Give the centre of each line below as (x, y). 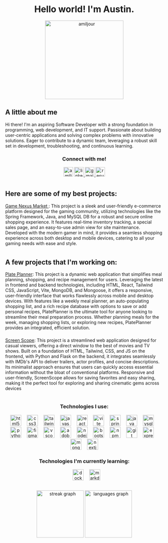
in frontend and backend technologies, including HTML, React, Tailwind (79, 285)
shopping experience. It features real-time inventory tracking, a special (78, 222)
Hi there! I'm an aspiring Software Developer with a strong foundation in (79, 124)
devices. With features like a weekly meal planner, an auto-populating (77, 301)
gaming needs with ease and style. (41, 243)
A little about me (31, 112)
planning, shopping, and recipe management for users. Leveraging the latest (84, 280)
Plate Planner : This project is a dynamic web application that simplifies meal (83, 274)
